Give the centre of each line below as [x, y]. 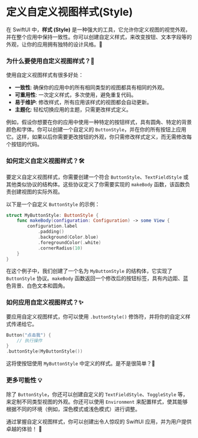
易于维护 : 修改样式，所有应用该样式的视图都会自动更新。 [83, 102]
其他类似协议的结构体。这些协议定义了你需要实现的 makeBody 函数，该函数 [96, 184]
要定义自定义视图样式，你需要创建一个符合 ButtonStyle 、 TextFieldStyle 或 [97, 177]
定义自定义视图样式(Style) [70, 12]
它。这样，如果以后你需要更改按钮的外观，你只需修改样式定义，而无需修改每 [99, 137]
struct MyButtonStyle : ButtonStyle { [52, 215]
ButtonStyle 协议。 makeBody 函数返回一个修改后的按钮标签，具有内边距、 [95, 278]
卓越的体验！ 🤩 [24, 429]
